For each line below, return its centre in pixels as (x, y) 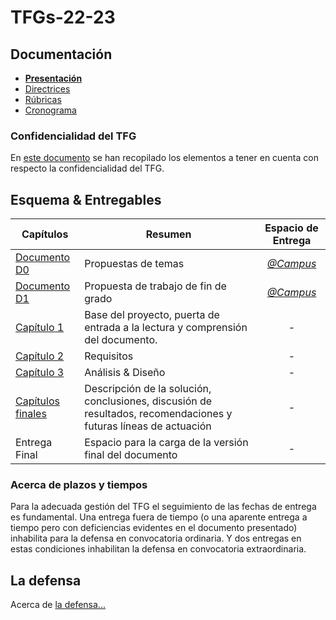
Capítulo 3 (40, 373)
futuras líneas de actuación (148, 426)
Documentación (61, 54)
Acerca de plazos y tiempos (79, 485)
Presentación (53, 78)
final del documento (131, 455)
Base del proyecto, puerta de (152, 315)
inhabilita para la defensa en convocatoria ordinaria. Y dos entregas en (156, 538)
